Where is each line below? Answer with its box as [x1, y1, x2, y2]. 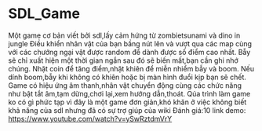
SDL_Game [8, 5, 81, 23]
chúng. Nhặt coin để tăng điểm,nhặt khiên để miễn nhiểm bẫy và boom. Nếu [8, 64, 255, 73]
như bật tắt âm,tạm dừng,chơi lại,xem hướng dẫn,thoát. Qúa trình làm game [8, 89, 251, 98]
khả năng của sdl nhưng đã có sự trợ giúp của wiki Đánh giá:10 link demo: [8, 105, 246, 115]
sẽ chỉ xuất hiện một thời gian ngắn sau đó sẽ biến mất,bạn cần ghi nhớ [8, 56, 239, 65]
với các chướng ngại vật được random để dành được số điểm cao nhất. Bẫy [8, 47, 251, 56]
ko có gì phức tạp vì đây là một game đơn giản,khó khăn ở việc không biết [8, 97, 247, 107]
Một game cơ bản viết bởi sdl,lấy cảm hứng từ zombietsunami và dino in [8, 31, 241, 40]
